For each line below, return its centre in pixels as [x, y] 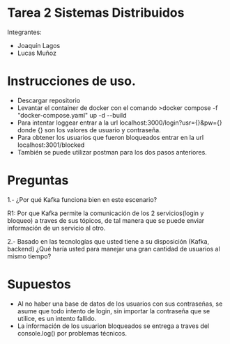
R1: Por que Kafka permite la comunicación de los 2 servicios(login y [106, 213]
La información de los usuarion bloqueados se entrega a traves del [113, 326]
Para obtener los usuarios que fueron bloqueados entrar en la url [110, 137]
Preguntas [38, 181]
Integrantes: [24, 32]
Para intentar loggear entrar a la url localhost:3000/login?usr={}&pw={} [120, 123]
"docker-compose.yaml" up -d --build [72, 115]
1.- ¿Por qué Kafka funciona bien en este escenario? [82, 199]
